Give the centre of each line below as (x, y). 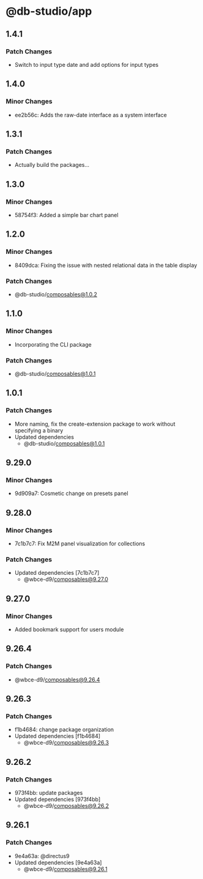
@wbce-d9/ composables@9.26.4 (57, 680)
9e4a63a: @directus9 (42, 856)
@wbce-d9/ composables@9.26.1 (65, 869)
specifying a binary (39, 430)
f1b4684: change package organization (64, 730)
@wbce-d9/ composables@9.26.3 (66, 743)
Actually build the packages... (52, 165)
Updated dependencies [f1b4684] (57, 736)
